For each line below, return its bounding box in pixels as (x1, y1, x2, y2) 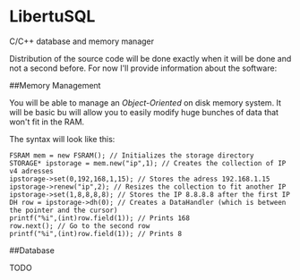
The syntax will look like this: (9, 133, 116, 144)
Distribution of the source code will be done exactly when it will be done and (9, 53, 292, 64)
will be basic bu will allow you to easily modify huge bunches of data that (9, 106, 279, 117)
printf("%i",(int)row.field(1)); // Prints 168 (9, 213, 191, 223)
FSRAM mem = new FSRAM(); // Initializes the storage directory (9, 150, 254, 160)
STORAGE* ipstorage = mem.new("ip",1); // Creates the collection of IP (9, 158, 287, 167)
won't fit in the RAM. (9, 116, 85, 127)
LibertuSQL (9, 6, 96, 27)
